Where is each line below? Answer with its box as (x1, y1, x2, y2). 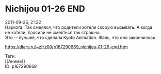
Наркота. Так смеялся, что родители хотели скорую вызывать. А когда (5, 24, 153, 30)
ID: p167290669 (5, 63, 37, 69)
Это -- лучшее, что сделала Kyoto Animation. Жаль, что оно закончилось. (5, 35, 157, 40)
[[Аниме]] (5, 58, 25, 64)
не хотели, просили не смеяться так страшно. (5, 29, 101, 35)
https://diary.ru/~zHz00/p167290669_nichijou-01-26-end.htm (5, 44, 128, 49)
